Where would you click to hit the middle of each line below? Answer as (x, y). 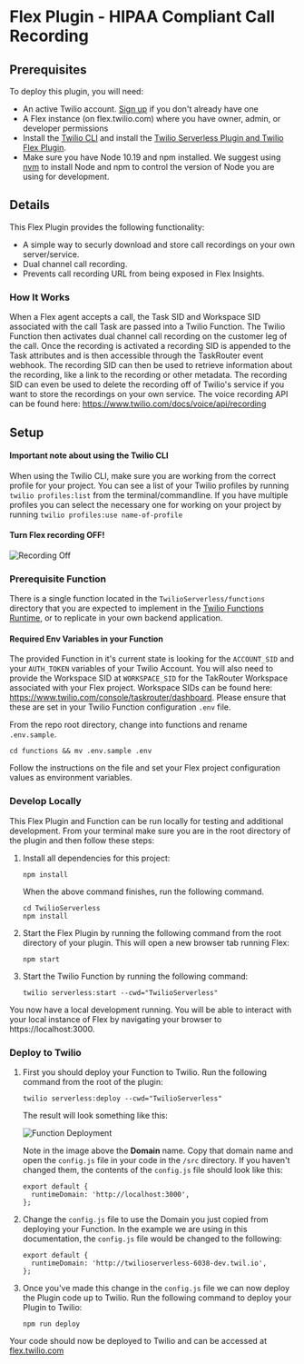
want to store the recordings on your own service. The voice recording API (149, 394)
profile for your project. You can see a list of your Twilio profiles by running (149, 485)
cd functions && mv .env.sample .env (81, 752)
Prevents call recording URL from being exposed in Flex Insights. (143, 274)
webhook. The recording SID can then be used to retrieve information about (151, 365)
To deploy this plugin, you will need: (76, 91)
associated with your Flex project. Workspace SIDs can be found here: (141, 688)
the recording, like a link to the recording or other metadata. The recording (148, 375)
